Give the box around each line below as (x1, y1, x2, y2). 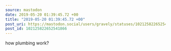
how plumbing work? (5, 40, 49, 46)
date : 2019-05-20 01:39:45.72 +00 (5, 12, 79, 17)
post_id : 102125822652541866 (5, 26, 67, 31)
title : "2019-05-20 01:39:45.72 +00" (5, 17, 85, 22)
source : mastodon (5, 7, 42, 13)
